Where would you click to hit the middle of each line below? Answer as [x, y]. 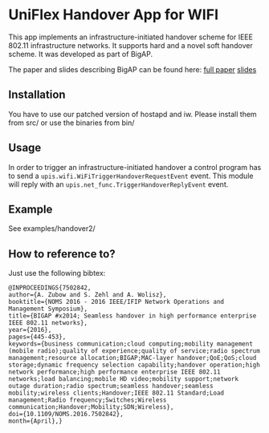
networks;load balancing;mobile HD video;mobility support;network [124, 379]
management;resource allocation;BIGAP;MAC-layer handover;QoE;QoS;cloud [132, 358]
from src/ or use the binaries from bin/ [71, 123]
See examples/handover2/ [52, 229]
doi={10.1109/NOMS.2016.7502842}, [66, 415]
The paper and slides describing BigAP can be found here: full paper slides [132, 69]
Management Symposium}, [48, 309]
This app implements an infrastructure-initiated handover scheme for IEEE [130, 37]
